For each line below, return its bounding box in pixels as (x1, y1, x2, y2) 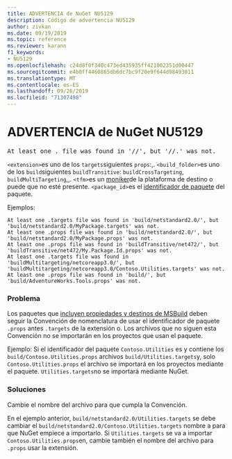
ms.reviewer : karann (7, 42, 67, 49)
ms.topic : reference (7, 36, 67, 43)
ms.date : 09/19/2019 (7, 29, 67, 37)
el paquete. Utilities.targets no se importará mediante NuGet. (7, 367, 190, 376)
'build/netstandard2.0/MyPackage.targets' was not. (7, 223, 160, 229)
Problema (7, 293, 40, 303)
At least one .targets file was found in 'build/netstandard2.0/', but (7, 216, 219, 223)
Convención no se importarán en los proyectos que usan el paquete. (7, 332, 204, 340)
